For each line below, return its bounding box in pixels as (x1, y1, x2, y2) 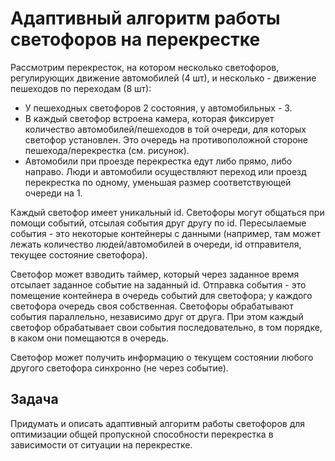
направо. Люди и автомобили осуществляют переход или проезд (24, 165, 307, 177)
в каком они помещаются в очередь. (10, 332, 169, 344)
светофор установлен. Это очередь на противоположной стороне (24, 133, 308, 146)
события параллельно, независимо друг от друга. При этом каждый (10, 310, 304, 322)
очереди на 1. (24, 187, 83, 199)
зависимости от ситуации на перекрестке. (10, 438, 193, 451)
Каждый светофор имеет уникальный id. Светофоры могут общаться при (10, 206, 325, 218)
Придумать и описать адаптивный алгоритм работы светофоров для (10, 417, 306, 429)
